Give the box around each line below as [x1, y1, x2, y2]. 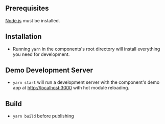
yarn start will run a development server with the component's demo [12, 79, 160, 85]
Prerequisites [5, 4, 49, 13]
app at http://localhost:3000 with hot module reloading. [12, 85, 129, 91]
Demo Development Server [5, 66, 93, 75]
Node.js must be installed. [5, 17, 60, 23]
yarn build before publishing [12, 113, 74, 119]
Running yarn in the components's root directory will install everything [12, 46, 160, 52]
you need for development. [12, 51, 70, 57]
